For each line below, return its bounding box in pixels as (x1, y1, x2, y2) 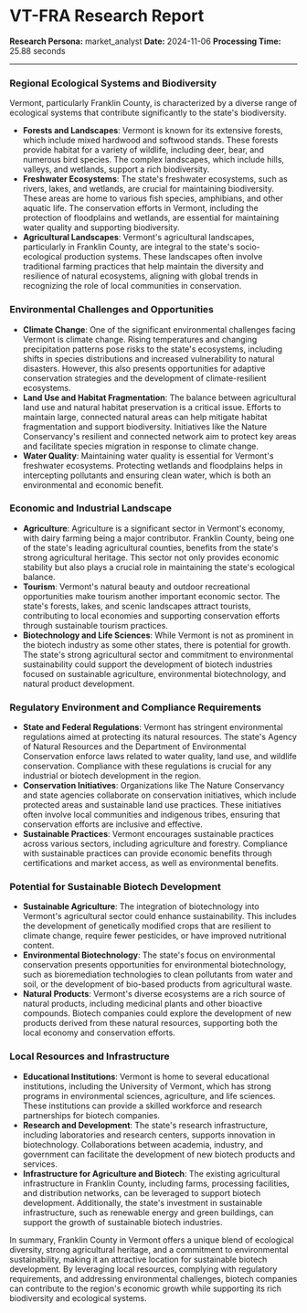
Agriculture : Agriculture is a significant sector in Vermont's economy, (22, 523, 286, 534)
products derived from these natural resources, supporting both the (22, 1018, 279, 1029)
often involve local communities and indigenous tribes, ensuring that (22, 810, 281, 821)
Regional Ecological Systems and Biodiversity (9, 77, 217, 90)
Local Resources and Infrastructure (9, 1050, 171, 1063)
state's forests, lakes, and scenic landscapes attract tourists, (22, 600, 251, 611)
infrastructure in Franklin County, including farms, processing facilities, (22, 1178, 290, 1189)
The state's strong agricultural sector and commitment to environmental (22, 649, 294, 660)
